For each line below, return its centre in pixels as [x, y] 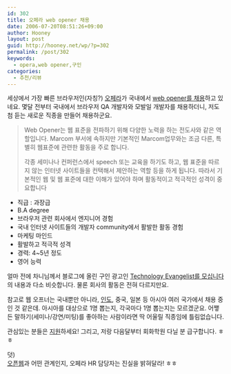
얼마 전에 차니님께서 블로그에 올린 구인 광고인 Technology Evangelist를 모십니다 [115, 276]
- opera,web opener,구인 [48, 65]
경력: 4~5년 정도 [39, 253]
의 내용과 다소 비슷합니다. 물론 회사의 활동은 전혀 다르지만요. [88, 285]
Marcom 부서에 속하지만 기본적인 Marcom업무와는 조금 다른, [132, 139]
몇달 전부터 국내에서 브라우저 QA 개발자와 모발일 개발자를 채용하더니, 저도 [121, 107]
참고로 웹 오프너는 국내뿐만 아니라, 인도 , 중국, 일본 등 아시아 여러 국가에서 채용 [112, 299]
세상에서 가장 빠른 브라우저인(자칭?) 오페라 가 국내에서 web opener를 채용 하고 [112, 98]
